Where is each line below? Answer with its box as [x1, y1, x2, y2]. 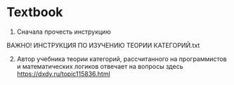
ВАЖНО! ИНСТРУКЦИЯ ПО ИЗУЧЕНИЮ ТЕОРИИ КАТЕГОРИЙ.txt [6, 41, 200, 49]
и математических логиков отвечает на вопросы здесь [16, 62, 183, 70]
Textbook [6, 4, 63, 20]
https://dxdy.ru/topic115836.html [16, 70, 110, 78]
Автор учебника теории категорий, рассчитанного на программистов [16, 54, 227, 63]
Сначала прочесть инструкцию [16, 27, 112, 36]
